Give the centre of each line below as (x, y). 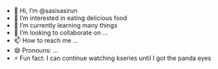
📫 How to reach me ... (46, 40)
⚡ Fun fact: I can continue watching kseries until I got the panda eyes (112, 58)
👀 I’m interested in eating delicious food (70, 18)
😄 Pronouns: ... (36, 50)
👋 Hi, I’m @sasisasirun (45, 11)
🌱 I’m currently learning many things (66, 25)
